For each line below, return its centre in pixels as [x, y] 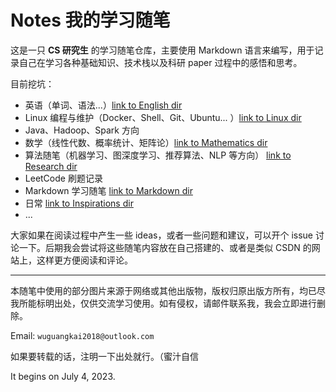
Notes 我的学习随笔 [90, 20]
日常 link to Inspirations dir [79, 203]
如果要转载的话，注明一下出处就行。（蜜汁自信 [104, 356]
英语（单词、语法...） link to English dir [103, 105]
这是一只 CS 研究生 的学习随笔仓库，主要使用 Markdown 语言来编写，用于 [162, 50]
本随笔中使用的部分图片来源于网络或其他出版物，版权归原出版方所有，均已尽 [168, 290]
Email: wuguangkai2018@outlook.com [82, 335]
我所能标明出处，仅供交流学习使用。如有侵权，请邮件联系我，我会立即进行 [163, 303]
